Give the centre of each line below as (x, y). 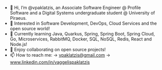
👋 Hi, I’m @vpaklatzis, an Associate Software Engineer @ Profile (75, 8)
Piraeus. (18, 18)
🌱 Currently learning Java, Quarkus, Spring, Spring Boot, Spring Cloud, (82, 34)
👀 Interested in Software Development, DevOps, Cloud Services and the (83, 23)
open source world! (30, 29)
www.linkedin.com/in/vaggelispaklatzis (50, 62)
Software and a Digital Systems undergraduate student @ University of (82, 13)
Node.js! (18, 44)
